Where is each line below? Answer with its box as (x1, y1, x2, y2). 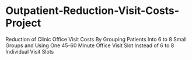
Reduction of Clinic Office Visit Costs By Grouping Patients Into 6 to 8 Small (5, 36, 187, 43)
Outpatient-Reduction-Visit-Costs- (5, 4, 179, 17)
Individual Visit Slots (5, 48, 54, 55)
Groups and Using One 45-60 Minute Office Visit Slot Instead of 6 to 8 (5, 42, 174, 49)
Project (5, 16, 41, 30)
